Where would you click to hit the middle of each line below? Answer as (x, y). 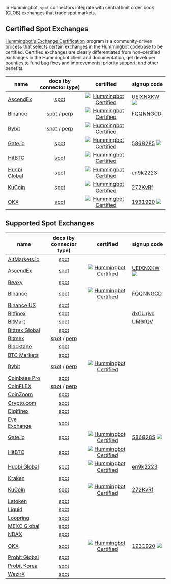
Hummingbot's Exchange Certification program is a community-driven (79, 41)
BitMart (17, 321)
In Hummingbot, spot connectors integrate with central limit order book (80, 7)
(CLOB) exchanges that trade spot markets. (51, 13)
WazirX (17, 574)
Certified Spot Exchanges (47, 29)
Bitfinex (17, 313)
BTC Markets (23, 355)
